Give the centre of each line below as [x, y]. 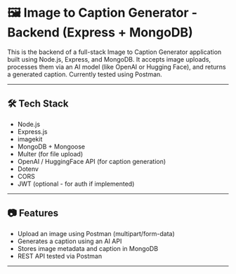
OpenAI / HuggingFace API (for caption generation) [92, 161]
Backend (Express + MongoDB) [100, 33]
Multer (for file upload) [50, 153]
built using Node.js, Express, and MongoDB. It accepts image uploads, [109, 59]
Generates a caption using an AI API [70, 241]
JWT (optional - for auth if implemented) [76, 184]
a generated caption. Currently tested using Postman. [85, 74]
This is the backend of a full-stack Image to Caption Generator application [114, 52]
